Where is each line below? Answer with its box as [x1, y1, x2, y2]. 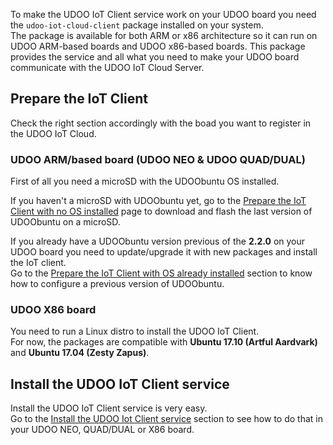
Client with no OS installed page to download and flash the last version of [10, 205, 313, 218]
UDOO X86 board [10, 303, 97, 317]
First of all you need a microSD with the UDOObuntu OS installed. [10, 175, 280, 188]
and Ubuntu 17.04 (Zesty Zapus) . [10, 347, 150, 359]
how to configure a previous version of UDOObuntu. [10, 278, 225, 290]
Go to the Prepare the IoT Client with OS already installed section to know [10, 267, 313, 279]
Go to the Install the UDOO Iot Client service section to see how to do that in [10, 413, 323, 425]
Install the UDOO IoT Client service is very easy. [10, 402, 208, 414]
